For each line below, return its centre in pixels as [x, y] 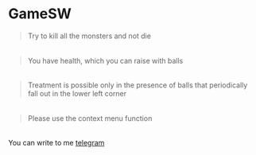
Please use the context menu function [90, 118]
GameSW [40, 14]
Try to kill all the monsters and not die [89, 36]
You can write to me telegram [56, 143]
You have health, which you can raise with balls [105, 60]
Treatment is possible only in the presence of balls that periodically [138, 85]
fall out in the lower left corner [77, 94]
